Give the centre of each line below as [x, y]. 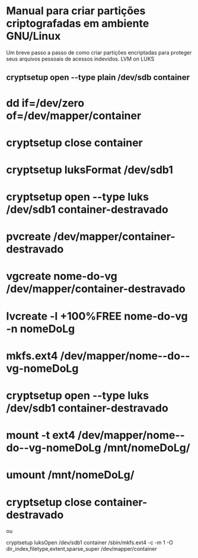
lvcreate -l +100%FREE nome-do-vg [97, 316]
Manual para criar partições [76, 11]
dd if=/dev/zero [45, 103]
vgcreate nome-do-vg [62, 276]
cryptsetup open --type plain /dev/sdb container [98, 77]
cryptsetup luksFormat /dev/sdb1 [90, 170]
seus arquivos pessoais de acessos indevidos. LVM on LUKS [80, 59]
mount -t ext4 [41, 436]
